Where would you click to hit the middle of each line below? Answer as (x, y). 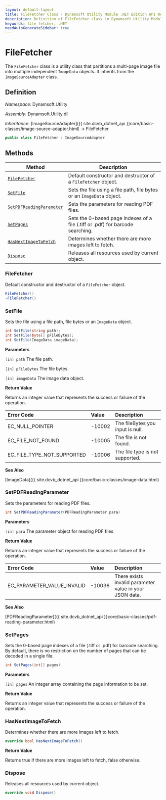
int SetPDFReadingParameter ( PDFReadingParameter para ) (63, 512)
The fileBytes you (135, 423)
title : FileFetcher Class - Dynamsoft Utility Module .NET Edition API (80, 14)
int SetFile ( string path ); (33, 330)
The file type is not (137, 452)
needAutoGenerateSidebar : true (37, 28)
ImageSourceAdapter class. (32, 77)
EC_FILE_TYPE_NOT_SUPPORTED (47, 455)
